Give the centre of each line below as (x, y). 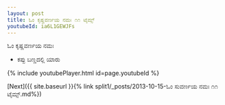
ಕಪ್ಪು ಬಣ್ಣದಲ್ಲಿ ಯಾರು (38, 60)
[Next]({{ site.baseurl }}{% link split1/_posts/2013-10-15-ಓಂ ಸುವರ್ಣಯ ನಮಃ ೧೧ (113, 86)
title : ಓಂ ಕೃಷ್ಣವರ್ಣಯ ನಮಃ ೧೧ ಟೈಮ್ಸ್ (51, 20)
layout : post (26, 13)
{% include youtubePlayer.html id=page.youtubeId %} (83, 73)
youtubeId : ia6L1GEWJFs (41, 26)
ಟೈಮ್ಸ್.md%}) (25, 94)
